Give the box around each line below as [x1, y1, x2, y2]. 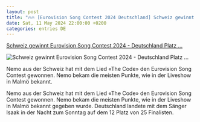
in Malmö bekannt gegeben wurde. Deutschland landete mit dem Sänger [6, 103, 187, 110]
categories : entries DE [6, 25, 66, 32]
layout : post [6, 8, 39, 15]
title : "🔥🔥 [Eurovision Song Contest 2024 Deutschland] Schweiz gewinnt [6, 14, 195, 20]
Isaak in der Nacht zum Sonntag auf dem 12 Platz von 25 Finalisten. [6, 109, 174, 116]
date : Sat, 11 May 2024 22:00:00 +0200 [6, 20, 107, 26]
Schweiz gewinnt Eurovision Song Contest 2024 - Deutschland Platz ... [6, 42, 183, 49]
